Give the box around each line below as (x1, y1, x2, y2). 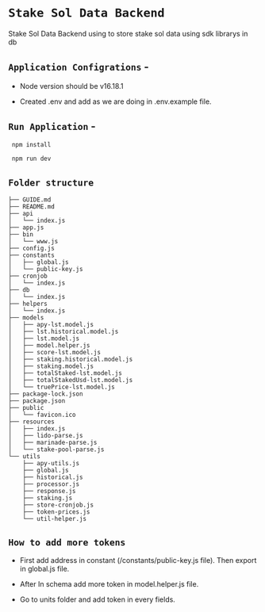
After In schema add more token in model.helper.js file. (19, 579, 199, 588)
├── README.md (8, 203, 56, 211)
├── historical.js (22, 473, 83, 481)
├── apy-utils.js (22, 460, 80, 468)
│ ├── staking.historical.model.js (8, 355, 133, 364)
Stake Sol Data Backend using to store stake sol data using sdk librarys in (8, 29, 248, 38)
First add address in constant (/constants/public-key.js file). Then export (19, 555, 257, 564)
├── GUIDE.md (8, 196, 52, 204)
